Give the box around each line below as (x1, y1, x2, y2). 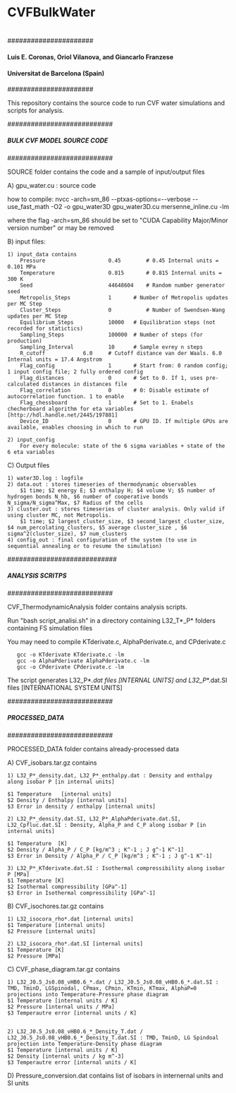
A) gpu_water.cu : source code (7, 181, 97, 190)
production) (7, 338, 42, 345)
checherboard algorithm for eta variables (7, 405, 134, 413)
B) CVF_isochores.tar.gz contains (7, 902, 104, 911)
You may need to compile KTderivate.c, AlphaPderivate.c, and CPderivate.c (7, 638, 226, 646)
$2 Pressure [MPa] (7, 952, 61, 960)
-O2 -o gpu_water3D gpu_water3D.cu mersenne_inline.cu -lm (50, 203, 230, 211)
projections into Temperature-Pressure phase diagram (7, 991, 169, 998)
